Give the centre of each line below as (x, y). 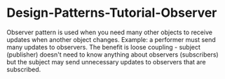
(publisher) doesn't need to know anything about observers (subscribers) (112, 55)
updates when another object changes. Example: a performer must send (111, 39)
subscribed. (24, 69)
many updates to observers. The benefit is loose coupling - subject (104, 47)
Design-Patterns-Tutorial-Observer (112, 13)
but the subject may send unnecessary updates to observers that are (106, 62)
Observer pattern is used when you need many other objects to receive (110, 32)
